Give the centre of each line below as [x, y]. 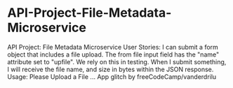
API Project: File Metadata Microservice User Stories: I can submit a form [113, 47]
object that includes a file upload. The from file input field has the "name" [113, 54]
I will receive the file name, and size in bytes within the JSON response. [111, 69]
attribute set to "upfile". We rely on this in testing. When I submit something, [117, 61]
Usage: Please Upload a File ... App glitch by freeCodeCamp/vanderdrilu [112, 76]
